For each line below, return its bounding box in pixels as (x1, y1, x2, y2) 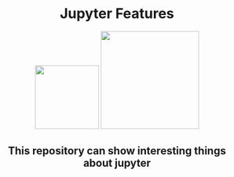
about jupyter (82, 157, 152, 170)
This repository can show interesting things (8, 144, 226, 157)
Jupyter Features (59, 5, 175, 23)
